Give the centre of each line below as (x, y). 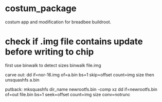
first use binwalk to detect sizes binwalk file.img (53, 65)
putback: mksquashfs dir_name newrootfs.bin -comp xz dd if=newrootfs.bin (81, 89)
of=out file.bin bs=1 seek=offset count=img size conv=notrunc (68, 94)
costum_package (41, 8)
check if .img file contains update (74, 42)
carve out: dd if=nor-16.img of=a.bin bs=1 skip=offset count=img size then (80, 75)
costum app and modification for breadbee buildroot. (58, 22)
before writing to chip (49, 52)
